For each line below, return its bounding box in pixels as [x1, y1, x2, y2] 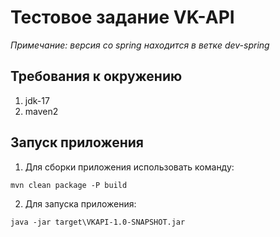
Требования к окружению [10, 68, 183, 85]
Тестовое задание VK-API [10, 6, 235, 29]
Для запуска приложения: [24, 197, 137, 210]
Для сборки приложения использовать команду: [24, 161, 235, 173]
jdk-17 [24, 94, 50, 106]
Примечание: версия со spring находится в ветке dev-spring [10, 39, 270, 51]
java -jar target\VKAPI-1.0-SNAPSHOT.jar [10, 217, 186, 227]
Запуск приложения [10, 134, 144, 151]
